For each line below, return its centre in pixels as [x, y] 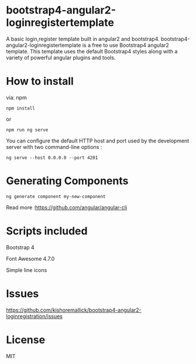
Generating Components [67, 181]
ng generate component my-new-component [56, 196]
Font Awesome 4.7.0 [30, 258]
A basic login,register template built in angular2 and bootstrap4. [83, 39]
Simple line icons [27, 270]
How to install [40, 81]
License [26, 340]
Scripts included [47, 231]
